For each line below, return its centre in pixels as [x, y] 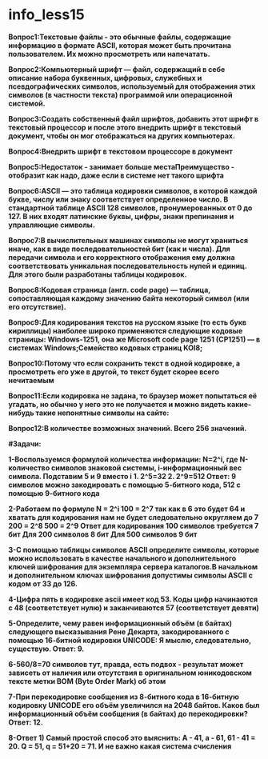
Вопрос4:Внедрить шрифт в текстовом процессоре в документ [121, 151]
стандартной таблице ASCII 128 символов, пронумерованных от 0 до [130, 208]
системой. [27, 103]
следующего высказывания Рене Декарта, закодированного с [119, 631]
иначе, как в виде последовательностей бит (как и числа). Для [119, 249]
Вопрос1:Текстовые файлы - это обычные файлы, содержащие [120, 37]
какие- [239, 404]
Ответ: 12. [26, 722]
